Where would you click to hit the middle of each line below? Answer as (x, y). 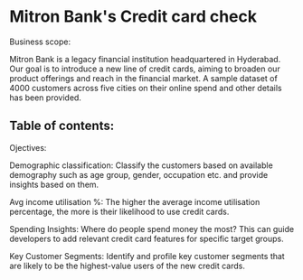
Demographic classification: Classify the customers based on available (141, 165)
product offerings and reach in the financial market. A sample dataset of (143, 78)
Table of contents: (62, 126)
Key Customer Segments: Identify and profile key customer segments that (147, 256)
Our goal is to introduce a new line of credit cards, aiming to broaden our (145, 69)
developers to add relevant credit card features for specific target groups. (147, 238)
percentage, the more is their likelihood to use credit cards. (119, 211)
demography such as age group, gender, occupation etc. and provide (139, 174)
